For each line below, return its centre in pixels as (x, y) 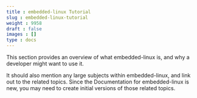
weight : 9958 (24, 23)
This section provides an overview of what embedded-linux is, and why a (98, 57)
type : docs (21, 40)
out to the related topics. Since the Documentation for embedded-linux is (98, 82)
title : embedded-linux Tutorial (49, 12)
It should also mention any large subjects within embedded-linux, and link (98, 75)
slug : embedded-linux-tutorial (47, 18)
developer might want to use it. (45, 64)
